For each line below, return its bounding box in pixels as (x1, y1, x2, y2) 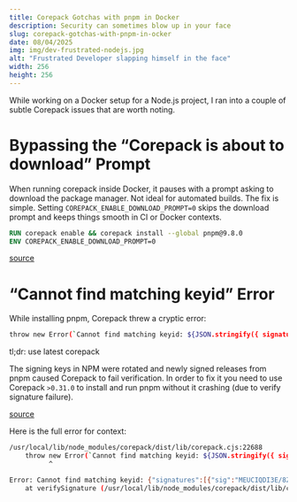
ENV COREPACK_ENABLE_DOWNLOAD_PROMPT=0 (9, 236, 156, 246)
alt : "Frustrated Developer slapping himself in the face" (9, 54, 232, 63)
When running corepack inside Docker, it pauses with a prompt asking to (9, 183, 274, 194)
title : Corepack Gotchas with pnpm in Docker (9, 12, 179, 22)
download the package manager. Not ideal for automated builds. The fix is (9, 192, 279, 204)
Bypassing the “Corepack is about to (9, 135, 285, 155)
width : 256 (9, 63, 49, 72)
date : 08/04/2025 (9, 37, 73, 47)
